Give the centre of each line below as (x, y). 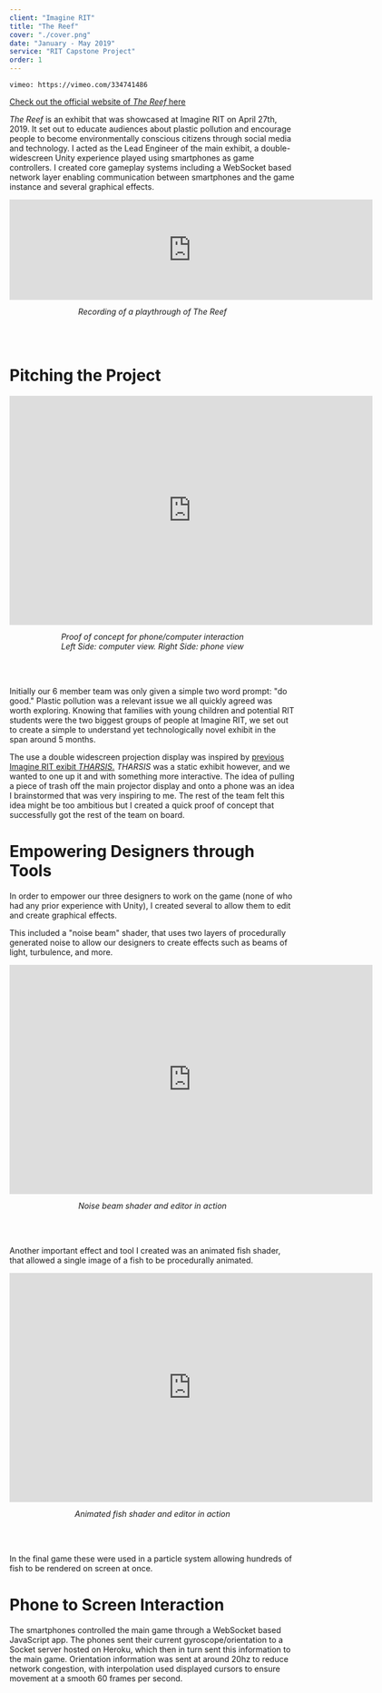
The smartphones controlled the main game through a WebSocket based (145, 1629)
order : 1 (26, 60)
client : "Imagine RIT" (52, 18)
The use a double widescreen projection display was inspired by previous (147, 757)
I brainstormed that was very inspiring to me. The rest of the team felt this (147, 795)
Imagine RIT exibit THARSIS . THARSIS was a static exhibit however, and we (150, 766)
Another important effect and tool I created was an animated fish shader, (145, 1250)
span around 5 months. (53, 739)
